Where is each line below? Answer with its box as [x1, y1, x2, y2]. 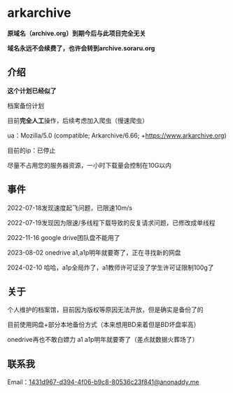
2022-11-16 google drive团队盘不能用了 [7, 233, 120, 241]
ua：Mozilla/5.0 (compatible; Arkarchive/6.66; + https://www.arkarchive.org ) [7, 131, 227, 140]
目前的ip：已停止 [7, 146, 56, 154]
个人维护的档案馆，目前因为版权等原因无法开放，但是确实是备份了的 [7, 305, 204, 314]
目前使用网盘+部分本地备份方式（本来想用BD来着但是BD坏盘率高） [7, 321, 200, 329]
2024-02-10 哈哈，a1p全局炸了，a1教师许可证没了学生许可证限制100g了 [7, 263, 214, 272]
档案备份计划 [7, 101, 44, 109]
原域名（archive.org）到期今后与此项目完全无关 [7, 29, 146, 37]
